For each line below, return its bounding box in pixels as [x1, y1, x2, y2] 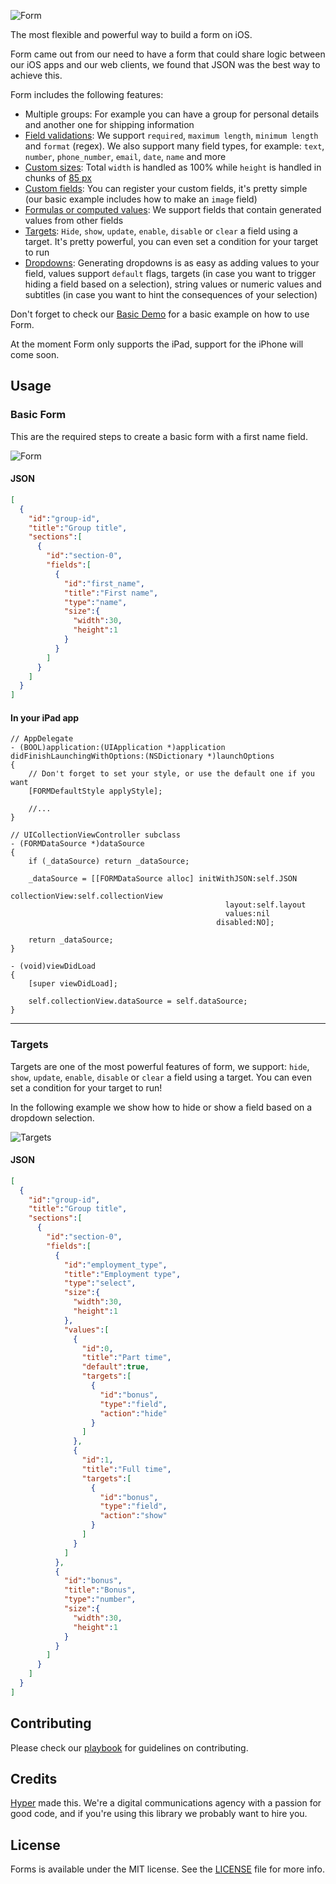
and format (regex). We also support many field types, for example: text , [24, 140, 325, 152]
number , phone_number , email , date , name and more [24, 151, 227, 162]
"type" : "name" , [63, 597, 128, 607]
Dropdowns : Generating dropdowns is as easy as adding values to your [24, 257, 320, 269]
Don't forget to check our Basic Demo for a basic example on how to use [10, 308, 310, 320]
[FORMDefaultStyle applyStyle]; [28, 786, 163, 797]
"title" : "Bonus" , [63, 1585, 137, 1595]
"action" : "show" [99, 1511, 168, 1521]
